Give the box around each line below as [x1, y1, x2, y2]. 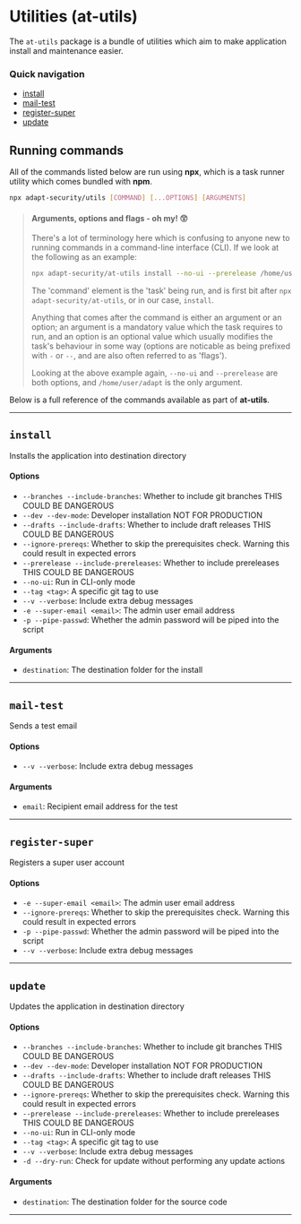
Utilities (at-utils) [9, 6, 139, 27]
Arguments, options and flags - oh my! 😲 [30, 212, 188, 223]
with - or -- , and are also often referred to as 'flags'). [30, 350, 228, 360]
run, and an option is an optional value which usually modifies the [30, 332, 273, 341]
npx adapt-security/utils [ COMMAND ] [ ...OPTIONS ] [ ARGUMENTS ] [9, 194, 246, 203]
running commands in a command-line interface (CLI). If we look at [30, 242, 279, 253]
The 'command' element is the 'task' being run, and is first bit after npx [30, 285, 292, 296]
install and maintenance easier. [9, 45, 124, 56]
